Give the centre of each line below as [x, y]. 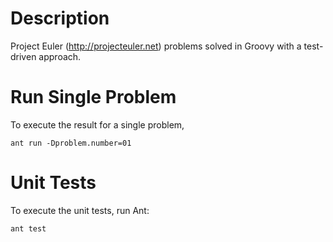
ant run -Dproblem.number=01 [71, 143]
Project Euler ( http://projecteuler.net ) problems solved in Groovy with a [156, 46]
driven [23, 56]
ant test [28, 228]
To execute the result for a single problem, [97, 124]
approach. [60, 56]
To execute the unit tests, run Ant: [80, 210]
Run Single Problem [93, 97]
